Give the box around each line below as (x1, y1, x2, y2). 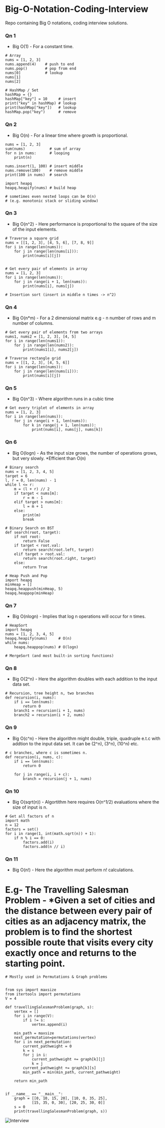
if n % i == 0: (14, 835, 46, 840)
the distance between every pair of (5, 905, 153, 917)
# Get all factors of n (5, 814, 55, 819)
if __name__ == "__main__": (5, 1092, 63, 1097)
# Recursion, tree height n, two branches (5, 691, 94, 696)
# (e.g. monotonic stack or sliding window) (5, 198, 99, 203)
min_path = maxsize (14, 1031, 55, 1036)
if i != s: (23, 1018, 46, 1023)
